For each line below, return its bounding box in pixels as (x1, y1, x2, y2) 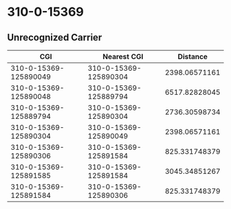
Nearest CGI (102, 52, 144, 61)
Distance (177, 52, 208, 61)
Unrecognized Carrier (7, 32, 102, 43)
